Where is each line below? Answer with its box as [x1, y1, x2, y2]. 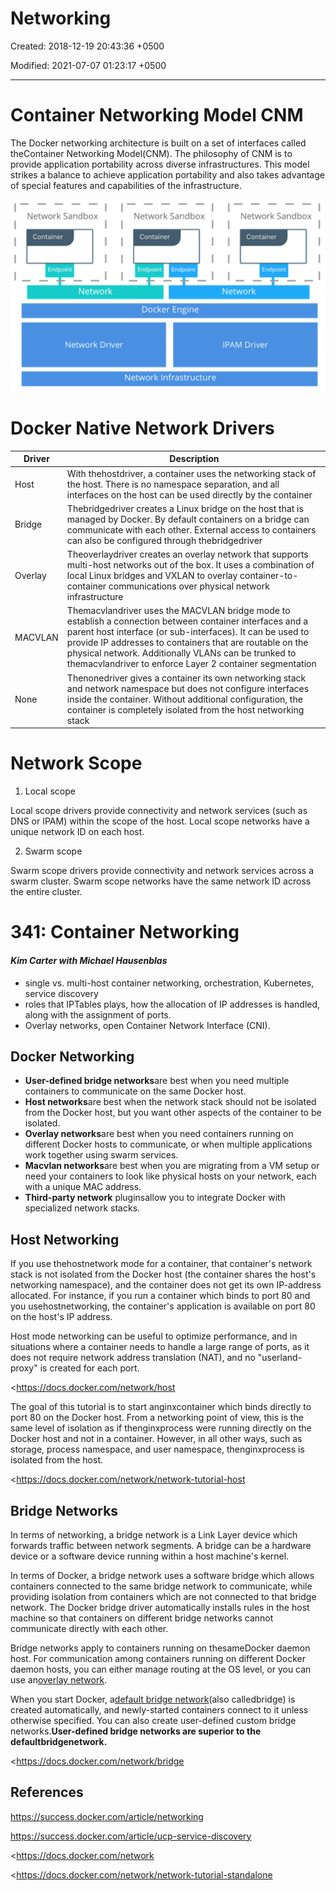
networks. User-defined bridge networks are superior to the [10, 1725, 262, 1737]
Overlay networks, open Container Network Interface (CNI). [24, 1019, 271, 1031]
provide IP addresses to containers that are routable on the [66, 637, 309, 649]
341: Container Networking [10, 921, 240, 944]
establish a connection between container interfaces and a [66, 615, 309, 627]
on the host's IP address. [10, 1311, 113, 1323]
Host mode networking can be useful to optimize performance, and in [10, 1330, 298, 1342]
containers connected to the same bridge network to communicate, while [10, 1580, 313, 1592]
